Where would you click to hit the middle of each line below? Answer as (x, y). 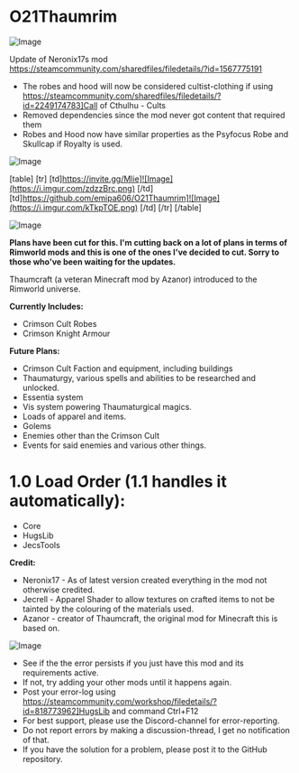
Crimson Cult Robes (59, 323)
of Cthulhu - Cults (133, 105)
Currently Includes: (46, 306)
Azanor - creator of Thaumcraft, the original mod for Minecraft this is (150, 618)
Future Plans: (35, 350)
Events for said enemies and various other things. (114, 445)
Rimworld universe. (45, 289)
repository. (42, 759)
